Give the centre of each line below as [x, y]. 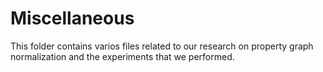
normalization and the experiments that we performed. [122, 56]
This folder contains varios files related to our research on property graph [162, 46]
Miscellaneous [72, 18]
